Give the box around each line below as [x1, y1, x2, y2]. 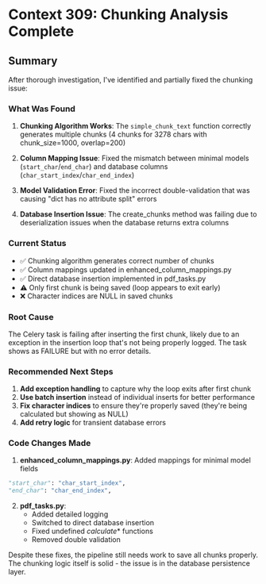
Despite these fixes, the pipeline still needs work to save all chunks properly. [8, 550, 259, 560]
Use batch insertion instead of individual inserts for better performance [19, 393, 256, 402]
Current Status [8, 238, 67, 249]
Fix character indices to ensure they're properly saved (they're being [19, 401, 248, 410]
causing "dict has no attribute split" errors [19, 194, 157, 204]
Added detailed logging [31, 509, 109, 519]
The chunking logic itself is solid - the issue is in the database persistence [8, 559, 250, 568]
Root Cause [8, 311, 54, 322]
